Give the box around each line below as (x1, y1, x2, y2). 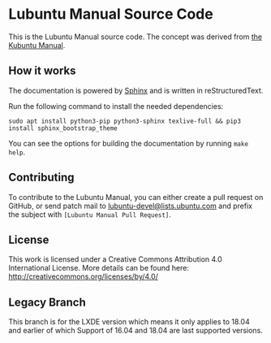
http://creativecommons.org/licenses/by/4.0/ (8, 271, 158, 281)
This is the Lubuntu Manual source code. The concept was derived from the (8, 32, 262, 41)
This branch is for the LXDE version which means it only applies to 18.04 (8, 317, 250, 327)
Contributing (8, 171, 75, 185)
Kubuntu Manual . (8, 40, 66, 50)
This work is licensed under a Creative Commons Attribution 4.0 (8, 254, 223, 264)
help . (8, 147, 26, 157)
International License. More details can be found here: (8, 263, 189, 273)
